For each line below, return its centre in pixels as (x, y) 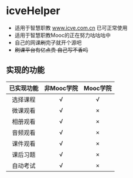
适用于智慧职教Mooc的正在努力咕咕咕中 (63, 35)
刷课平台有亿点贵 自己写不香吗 (51, 50)
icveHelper (33, 11)
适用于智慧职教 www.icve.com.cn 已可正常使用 (71, 28)
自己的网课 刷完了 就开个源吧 (48, 42)
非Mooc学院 (61, 88)
